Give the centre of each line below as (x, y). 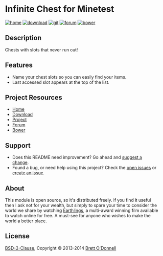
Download (23, 115)
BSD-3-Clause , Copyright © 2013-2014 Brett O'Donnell (61, 248)
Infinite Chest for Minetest (60, 9)
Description (23, 38)
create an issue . (28, 173)
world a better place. (26, 221)
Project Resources (34, 97)
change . (21, 163)
